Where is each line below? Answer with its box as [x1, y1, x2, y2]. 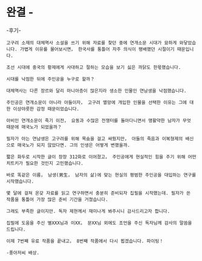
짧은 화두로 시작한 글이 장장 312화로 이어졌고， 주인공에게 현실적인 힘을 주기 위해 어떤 [6, 153, 197, 160]
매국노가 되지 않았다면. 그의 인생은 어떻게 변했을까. [17, 142, 130, 148]
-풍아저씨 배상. [6, 250, 40, 256]
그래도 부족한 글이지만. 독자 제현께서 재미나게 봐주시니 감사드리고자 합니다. [6, 208, 171, 214]
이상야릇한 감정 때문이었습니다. [13, 106, 80, 112]
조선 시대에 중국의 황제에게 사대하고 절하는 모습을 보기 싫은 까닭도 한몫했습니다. [6, 64, 181, 70]
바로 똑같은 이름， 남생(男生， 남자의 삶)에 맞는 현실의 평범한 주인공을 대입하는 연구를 [6, 172, 197, 178]
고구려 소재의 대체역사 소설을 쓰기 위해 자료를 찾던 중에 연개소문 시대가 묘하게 [6, 40, 177, 46]
